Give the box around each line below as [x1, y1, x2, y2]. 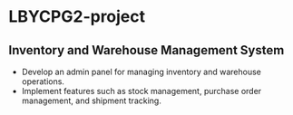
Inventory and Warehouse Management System [8, 43, 285, 58]
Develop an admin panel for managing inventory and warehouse [21, 66, 262, 77]
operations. [21, 76, 65, 87]
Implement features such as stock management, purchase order [21, 86, 262, 96]
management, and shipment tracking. [21, 95, 162, 106]
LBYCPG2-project [8, 6, 146, 27]
